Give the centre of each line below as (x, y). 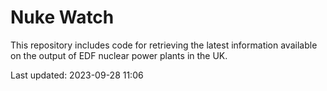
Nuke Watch (62, 17)
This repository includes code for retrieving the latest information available (164, 45)
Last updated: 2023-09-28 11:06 (77, 75)
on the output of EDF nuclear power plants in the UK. (119, 55)
